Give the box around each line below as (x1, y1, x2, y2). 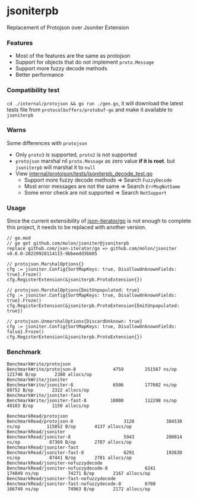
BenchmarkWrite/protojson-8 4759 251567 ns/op (7, 367, 177, 372)
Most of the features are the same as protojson (15, 52, 131, 59)
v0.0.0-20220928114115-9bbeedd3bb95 (7, 251, 97, 257)
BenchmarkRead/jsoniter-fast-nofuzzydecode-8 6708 (7, 481, 156, 487)
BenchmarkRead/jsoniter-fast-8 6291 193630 (7, 450, 183, 456)
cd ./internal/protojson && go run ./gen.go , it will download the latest (7, 99, 183, 107)
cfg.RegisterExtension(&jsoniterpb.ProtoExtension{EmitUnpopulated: (7, 303, 180, 309)
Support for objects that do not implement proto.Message (15, 58, 154, 66)
